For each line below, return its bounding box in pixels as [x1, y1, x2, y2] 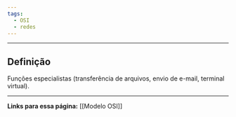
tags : [7, 10, 23, 18]
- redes [13, 23, 37, 30]
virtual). [7, 82, 29, 90]
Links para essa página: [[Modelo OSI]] [7, 102, 123, 111]
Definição [7, 55, 51, 67]
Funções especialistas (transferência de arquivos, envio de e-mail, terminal [7, 74, 225, 83]
